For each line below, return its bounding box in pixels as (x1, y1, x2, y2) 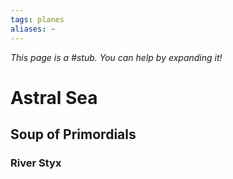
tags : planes (10, 14, 65, 25)
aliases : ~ (10, 24, 56, 34)
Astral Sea (10, 86, 98, 109)
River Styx (10, 156, 62, 170)
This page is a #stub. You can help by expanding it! (10, 51, 223, 63)
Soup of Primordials (10, 126, 137, 143)
